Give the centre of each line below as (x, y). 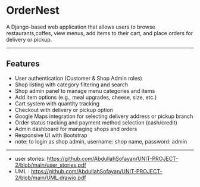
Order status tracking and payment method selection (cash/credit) (96, 122)
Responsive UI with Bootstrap (51, 135)
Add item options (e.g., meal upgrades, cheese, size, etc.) (86, 97)
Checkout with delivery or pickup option (64, 110)
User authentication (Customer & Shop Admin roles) (79, 78)
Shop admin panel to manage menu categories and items (85, 91)
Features (23, 64)
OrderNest (33, 10)
